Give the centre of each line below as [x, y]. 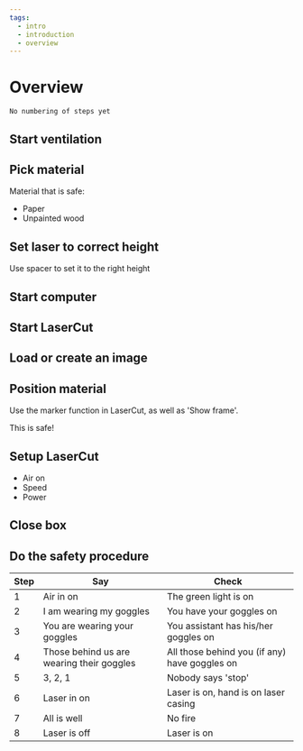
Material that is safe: [47, 191]
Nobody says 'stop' [208, 678]
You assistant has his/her [220, 626]
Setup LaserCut [54, 456]
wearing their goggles [89, 664]
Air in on [60, 597]
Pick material [47, 169]
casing [181, 704]
